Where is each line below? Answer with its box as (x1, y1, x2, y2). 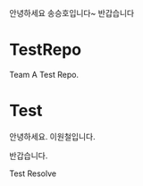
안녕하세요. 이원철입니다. (9, 131, 96, 141)
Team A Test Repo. (9, 69, 79, 80)
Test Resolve (9, 168, 56, 179)
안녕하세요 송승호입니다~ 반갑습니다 (9, 8, 135, 18)
